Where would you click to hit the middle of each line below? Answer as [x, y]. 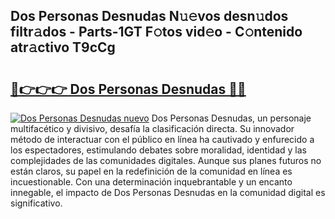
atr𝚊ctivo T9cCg [63, 47]
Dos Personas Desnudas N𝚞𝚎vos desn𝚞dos [149, 16]
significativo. [36, 203]
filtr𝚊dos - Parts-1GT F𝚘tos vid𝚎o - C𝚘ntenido [156, 32]
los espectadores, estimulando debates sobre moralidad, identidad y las [158, 150]
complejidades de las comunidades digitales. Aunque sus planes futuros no [166, 160]
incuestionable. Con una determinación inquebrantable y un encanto [151, 182]
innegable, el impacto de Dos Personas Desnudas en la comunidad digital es [168, 192]
